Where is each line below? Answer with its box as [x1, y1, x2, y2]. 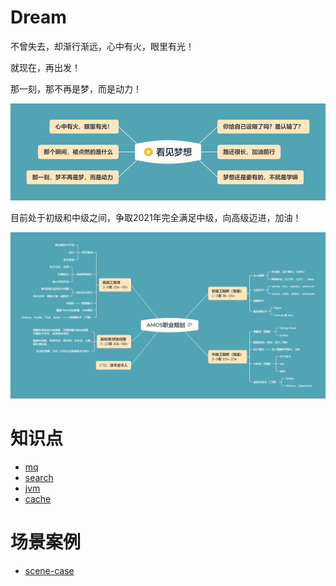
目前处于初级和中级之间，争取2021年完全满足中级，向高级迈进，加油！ [10, 211, 302, 223]
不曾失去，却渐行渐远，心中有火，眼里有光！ [10, 40, 195, 52]
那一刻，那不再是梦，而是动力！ [10, 82, 142, 95]
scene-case [24, 564, 75, 576]
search [24, 471, 54, 483]
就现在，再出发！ [10, 61, 81, 73]
